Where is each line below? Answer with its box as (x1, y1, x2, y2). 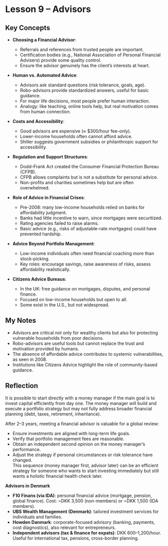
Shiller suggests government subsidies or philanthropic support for (20, 139, 158, 145)
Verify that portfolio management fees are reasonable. (12, 436, 124, 442)
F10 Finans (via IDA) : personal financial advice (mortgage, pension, (12, 492, 152, 498)
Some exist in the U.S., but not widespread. (20, 302, 109, 308)
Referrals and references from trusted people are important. (20, 47, 144, 52)
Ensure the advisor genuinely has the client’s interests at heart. (20, 63, 150, 68)
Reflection (5, 381, 39, 390)
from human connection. (20, 109, 71, 114)
